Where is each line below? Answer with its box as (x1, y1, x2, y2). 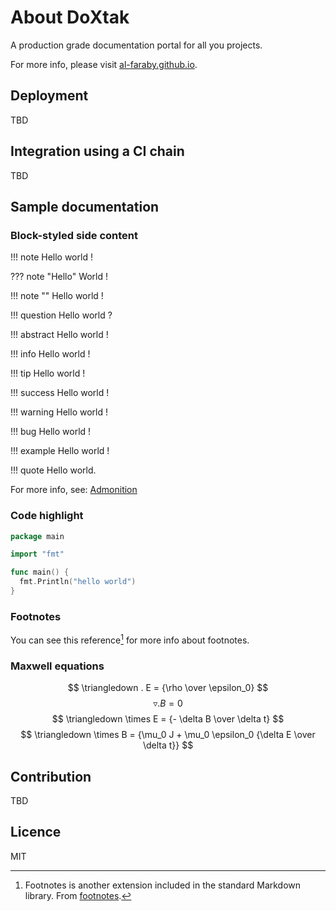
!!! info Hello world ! (10, 348, 91, 360)
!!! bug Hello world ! (10, 426, 92, 438)
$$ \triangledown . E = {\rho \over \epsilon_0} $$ (67, 682, 269, 694)
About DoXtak (10, 6, 130, 29)
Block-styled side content (10, 228, 139, 242)
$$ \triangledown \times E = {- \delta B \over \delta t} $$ (51, 713, 285, 725)
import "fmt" (10, 549, 65, 560)
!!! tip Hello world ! (10, 367, 86, 380)
